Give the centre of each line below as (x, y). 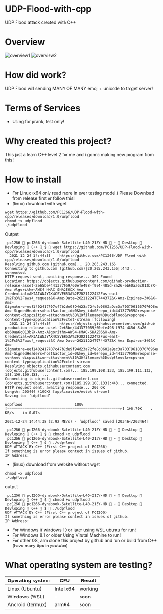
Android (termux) (27, 604)
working (89, 589)
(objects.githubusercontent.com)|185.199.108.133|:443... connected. (77, 383)
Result (89, 580)
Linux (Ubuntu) (25, 589)
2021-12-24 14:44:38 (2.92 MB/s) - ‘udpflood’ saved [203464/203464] (77, 421)
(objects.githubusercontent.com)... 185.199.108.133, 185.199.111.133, (79, 370)
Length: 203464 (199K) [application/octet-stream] (57, 392)
